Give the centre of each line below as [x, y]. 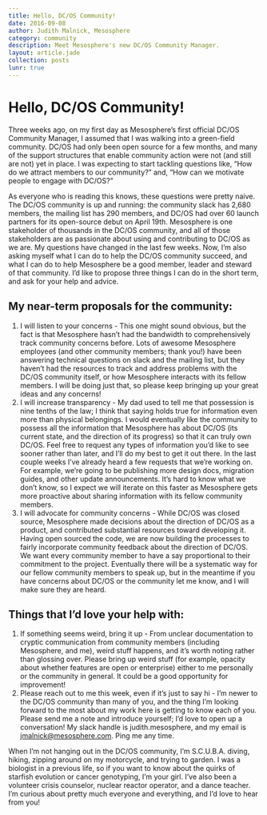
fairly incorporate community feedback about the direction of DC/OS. [134, 547]
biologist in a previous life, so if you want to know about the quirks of [122, 769]
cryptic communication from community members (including [120, 642]
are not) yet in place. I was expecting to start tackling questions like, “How [130, 163]
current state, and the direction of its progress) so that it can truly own [135, 436]
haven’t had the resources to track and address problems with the [128, 368]
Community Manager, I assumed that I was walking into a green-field [122, 138]
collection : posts [39, 61]
